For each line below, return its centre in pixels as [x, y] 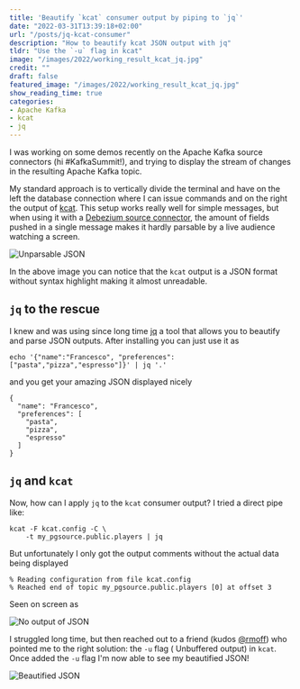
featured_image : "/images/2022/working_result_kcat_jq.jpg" [125, 85]
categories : [32, 101]
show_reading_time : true [56, 93]
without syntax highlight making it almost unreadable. [109, 281]
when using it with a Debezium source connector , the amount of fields [140, 218]
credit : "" [30, 68]
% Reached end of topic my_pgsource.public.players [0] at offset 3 [141, 587]
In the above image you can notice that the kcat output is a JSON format [143, 272]
